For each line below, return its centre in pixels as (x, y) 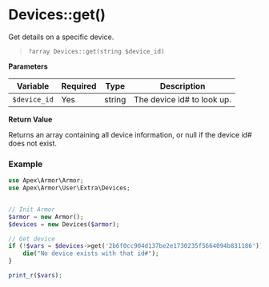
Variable (33, 86)
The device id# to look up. (183, 99)
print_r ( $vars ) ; (35, 276)
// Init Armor (32, 209)
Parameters (28, 66)
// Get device (32, 239)
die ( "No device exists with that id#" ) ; (91, 253)
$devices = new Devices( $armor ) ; (64, 224)
